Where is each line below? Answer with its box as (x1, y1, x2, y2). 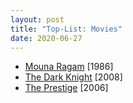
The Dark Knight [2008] (24, 71, 123, 83)
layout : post (10, 14, 65, 25)
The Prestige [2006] (24, 82, 109, 94)
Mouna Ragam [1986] (24, 61, 114, 73)
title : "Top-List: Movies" (10, 24, 123, 34)
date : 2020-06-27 (10, 33, 83, 43)
